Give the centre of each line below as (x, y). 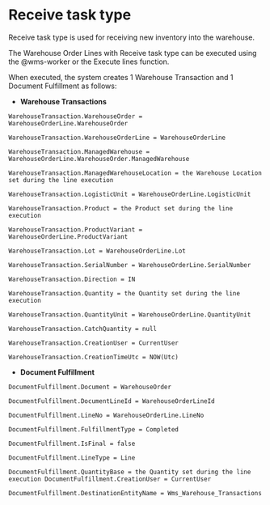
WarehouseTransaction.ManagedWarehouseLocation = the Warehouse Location (135, 173)
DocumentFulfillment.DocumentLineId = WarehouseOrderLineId (112, 401)
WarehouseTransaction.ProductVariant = (76, 229)
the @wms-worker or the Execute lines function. (89, 62)
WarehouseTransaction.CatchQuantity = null (83, 329)
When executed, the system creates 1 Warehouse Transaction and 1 (121, 77)
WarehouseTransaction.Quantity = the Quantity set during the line (124, 293)
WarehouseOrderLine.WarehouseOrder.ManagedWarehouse (99, 159)
